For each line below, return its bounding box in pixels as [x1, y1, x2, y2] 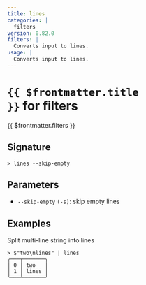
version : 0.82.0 [7, 29, 54, 37]
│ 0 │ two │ [7, 262, 49, 269]
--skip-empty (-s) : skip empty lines [17, 197, 120, 206]
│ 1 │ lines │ [7, 268, 49, 275]
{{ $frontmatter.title [7, 85, 139, 98]
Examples [7, 217, 51, 229]
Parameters [7, 179, 59, 191]
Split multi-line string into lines [7, 236, 95, 244]
